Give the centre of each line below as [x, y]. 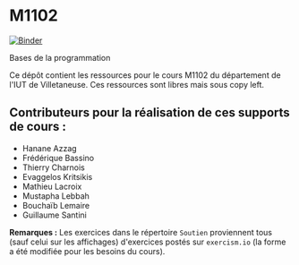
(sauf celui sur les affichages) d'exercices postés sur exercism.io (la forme [148, 242]
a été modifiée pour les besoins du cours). [87, 251]
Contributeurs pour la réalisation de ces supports [150, 113]
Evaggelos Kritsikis [57, 176]
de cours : [38, 127]
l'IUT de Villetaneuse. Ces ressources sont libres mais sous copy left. [137, 84]
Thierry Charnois [53, 167]
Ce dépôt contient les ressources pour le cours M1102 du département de [145, 75]
